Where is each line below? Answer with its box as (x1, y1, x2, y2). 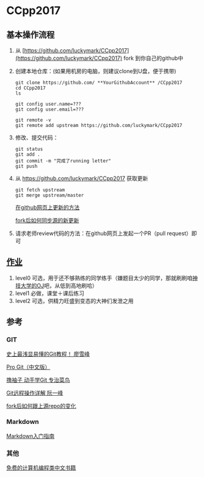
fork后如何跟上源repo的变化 (6, 402, 76, 409)
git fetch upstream (15, 187, 65, 193)
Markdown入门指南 (6, 432, 55, 440)
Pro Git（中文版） (6, 363, 51, 370)
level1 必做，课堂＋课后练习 (15, 289, 84, 297)
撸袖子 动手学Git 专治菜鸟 (6, 376, 70, 384)
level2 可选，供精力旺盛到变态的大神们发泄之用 (15, 297, 134, 304)
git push (15, 163, 38, 169)
